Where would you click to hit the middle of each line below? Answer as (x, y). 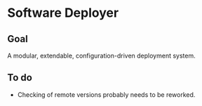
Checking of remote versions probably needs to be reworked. (106, 94)
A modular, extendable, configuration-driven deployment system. (101, 55)
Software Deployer (63, 13)
